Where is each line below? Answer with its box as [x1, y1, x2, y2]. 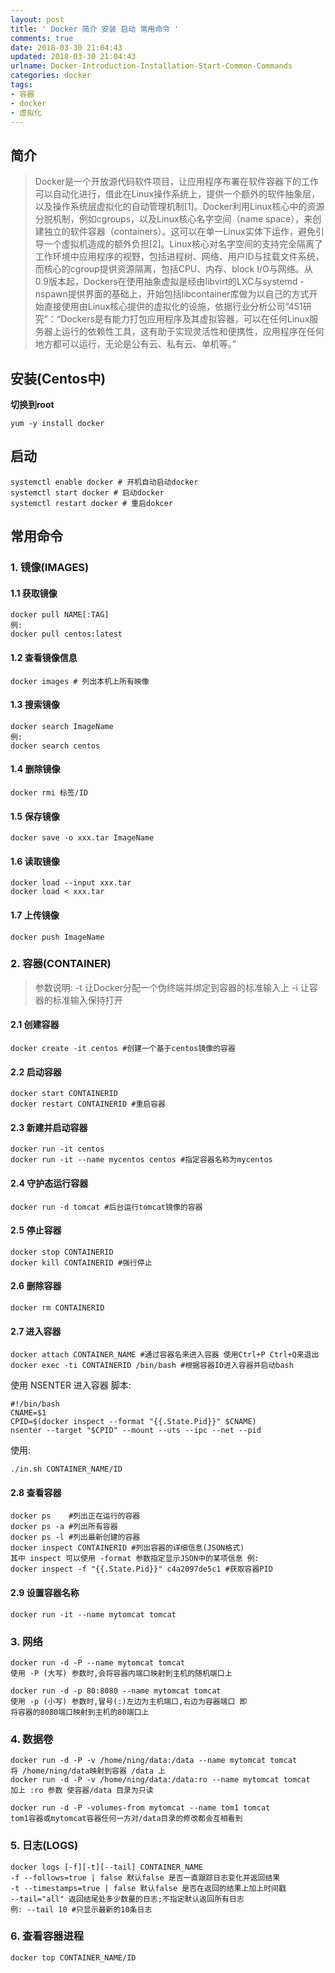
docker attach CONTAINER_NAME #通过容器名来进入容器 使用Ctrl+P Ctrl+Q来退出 [10, 1350, 320, 1360]
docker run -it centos [10, 1144, 105, 1155]
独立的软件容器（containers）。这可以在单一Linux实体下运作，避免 [43, 226, 316, 238]
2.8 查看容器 [10, 1486, 62, 1498]
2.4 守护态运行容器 [10, 1177, 89, 1190]
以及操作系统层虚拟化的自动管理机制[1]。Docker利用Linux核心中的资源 [34, 201, 325, 213]
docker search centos [10, 741, 101, 751]
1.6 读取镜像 [10, 855, 60, 867]
